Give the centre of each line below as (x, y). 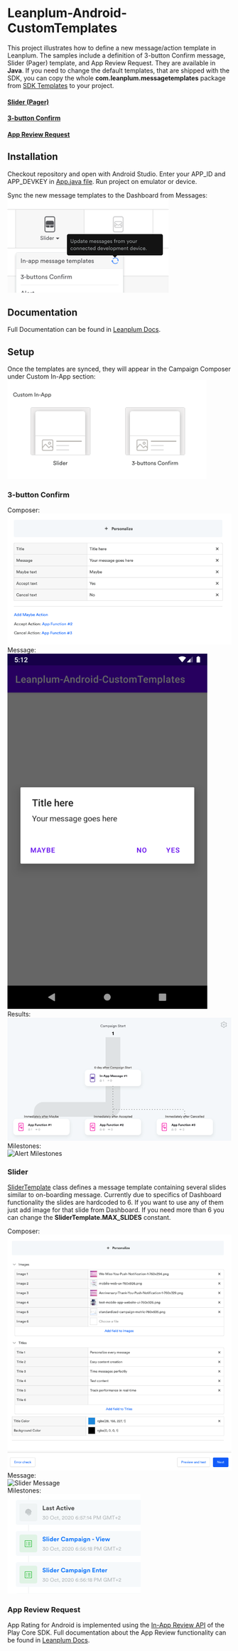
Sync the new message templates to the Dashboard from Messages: (108, 195)
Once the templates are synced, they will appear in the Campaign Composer (119, 369)
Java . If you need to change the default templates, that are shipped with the (118, 70)
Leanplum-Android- (67, 13)
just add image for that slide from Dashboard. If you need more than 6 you (116, 1210)
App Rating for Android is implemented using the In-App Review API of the (116, 1625)
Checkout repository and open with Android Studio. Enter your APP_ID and (117, 174)
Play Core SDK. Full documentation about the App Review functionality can (117, 1633)
